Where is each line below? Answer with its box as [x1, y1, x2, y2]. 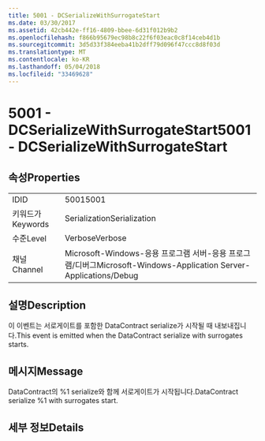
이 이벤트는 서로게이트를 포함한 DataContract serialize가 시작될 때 [8, 321, 213, 331]
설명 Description [8, 299, 87, 312]
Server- [220, 260, 251, 271]
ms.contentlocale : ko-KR [8, 56, 90, 64]
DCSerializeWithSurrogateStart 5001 [8, 121, 251, 139]
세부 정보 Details [8, 420, 84, 434]
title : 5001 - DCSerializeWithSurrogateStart [8, 11, 160, 20]
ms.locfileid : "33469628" [8, 70, 93, 78]
